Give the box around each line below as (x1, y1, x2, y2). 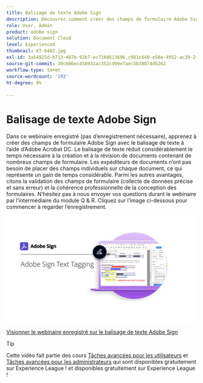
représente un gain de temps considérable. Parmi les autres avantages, (6, 171, 184, 179)
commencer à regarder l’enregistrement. (6, 203, 107, 210)
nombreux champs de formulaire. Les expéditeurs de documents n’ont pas (6, 159, 192, 166)
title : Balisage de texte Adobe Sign (6, 10, 101, 16)
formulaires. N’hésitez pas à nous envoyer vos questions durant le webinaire (6, 191, 196, 198)
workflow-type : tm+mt (6, 67, 61, 73)
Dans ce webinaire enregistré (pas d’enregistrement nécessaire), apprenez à (6, 133, 197, 140)
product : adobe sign (6, 29, 59, 35)
